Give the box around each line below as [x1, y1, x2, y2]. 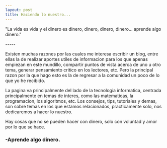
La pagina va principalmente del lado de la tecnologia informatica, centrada [5, 87, 162, 93]
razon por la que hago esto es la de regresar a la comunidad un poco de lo [5, 72, 160, 78]
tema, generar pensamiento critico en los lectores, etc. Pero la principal [5, 66, 153, 73]
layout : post [5, 7, 33, 13]
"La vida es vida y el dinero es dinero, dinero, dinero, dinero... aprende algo [5, 26, 161, 32]
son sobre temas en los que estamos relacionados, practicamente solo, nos [5, 103, 162, 109]
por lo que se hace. [5, 124, 45, 130]
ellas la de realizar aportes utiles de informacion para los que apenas [5, 56, 148, 62]
